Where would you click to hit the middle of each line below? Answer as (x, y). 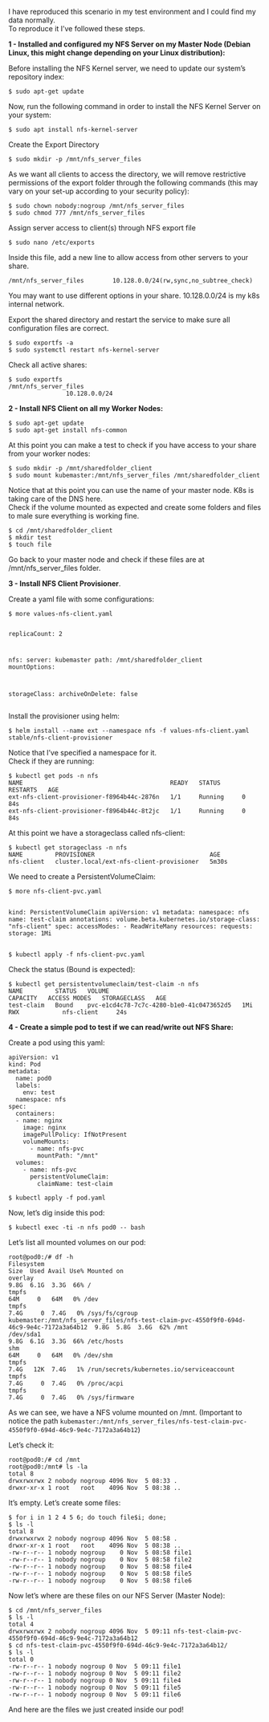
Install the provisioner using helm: (64, 716)
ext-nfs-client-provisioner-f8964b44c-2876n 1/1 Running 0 (127, 797)
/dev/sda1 (25, 1334)
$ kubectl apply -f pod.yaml (57, 1198)
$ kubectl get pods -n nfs (53, 776)
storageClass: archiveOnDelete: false (73, 694)
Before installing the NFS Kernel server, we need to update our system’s (127, 68)
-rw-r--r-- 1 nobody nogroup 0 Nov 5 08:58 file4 (100, 1566)
